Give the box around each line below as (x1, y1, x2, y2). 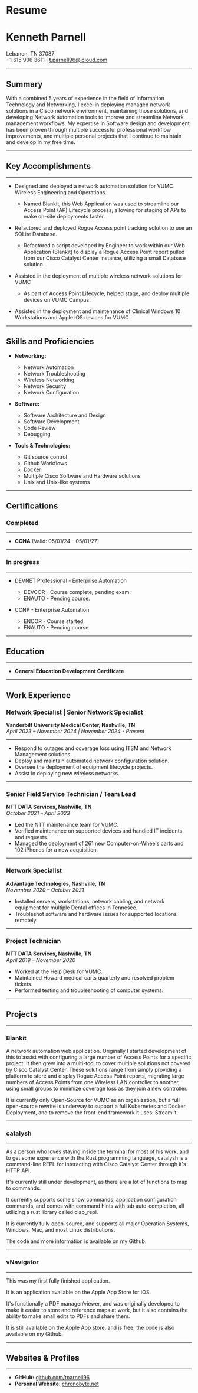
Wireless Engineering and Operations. (14, 188, 107, 195)
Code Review (23, 424, 56, 431)
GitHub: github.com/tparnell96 (14, 1374, 90, 1381)
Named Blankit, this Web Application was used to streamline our (23, 200, 180, 207)
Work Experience (6, 690, 71, 700)
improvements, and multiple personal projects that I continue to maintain (6, 132, 181, 139)
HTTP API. (6, 1167, 31, 1174)
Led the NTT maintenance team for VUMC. (14, 821, 119, 828)
